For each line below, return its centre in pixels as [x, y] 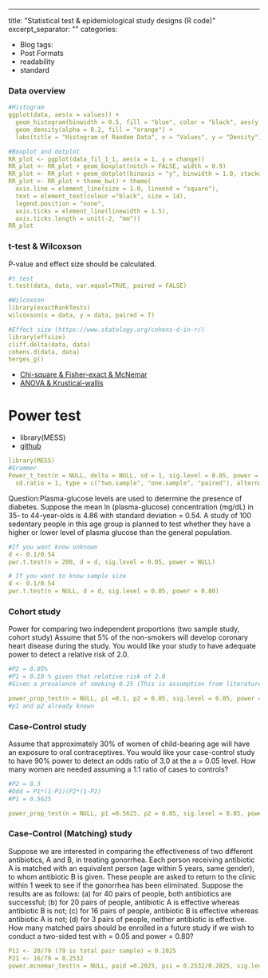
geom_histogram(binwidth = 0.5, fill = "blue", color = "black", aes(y [137, 122]
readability [37, 62]
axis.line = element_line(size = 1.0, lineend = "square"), [117, 189]
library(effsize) [37, 337]
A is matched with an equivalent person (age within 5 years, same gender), [132, 868]
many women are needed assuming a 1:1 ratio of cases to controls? [118, 769]
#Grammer [23, 469]
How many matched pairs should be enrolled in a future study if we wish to [131, 928]
